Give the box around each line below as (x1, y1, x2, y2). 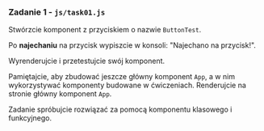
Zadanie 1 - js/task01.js (8, 6, 106, 18)
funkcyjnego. (8, 113, 52, 123)
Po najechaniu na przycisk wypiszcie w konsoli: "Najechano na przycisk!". (8, 40, 257, 50)
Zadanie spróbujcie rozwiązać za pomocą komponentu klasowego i (8, 104, 233, 115)
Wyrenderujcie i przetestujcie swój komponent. (8, 56, 166, 66)
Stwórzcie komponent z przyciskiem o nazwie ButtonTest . (8, 25, 202, 35)
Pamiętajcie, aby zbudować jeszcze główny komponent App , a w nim (8, 72, 236, 82)
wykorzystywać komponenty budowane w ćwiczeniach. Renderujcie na (8, 80, 246, 91)
